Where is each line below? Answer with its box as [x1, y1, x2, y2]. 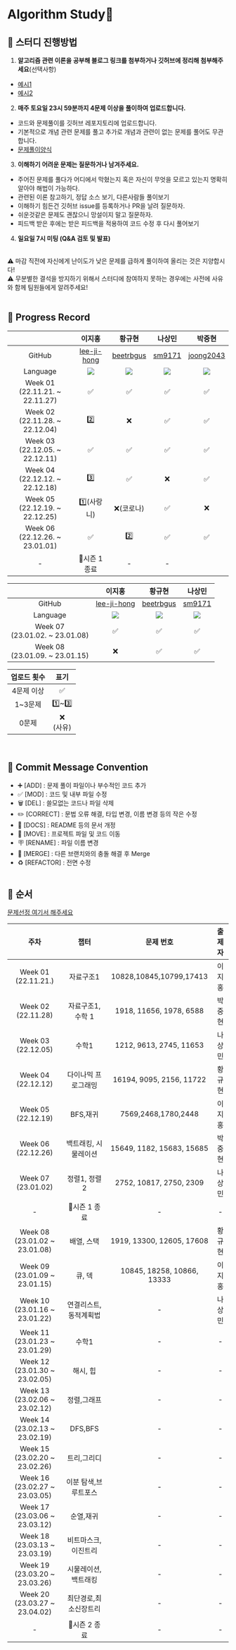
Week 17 [20, 1502, 50, 1512]
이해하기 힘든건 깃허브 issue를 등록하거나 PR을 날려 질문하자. [17, 202, 185, 210]
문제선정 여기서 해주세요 [7, 908, 74, 917]
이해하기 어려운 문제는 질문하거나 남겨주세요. [17, 160, 139, 169]
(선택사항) [29, 65, 57, 73]
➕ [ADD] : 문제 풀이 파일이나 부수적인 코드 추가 [17, 781, 147, 789]
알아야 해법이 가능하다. [17, 184, 80, 192]
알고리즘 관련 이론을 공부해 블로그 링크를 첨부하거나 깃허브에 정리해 [17, 56, 199, 64]
